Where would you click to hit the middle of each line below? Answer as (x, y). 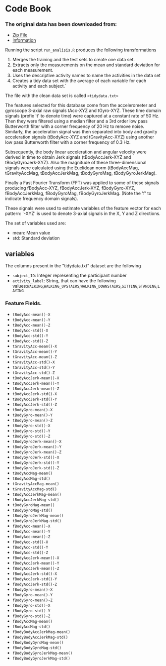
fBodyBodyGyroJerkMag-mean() (42, 653)
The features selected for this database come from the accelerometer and (81, 106)
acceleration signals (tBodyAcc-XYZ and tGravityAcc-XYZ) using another (80, 137)
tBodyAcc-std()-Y (30, 336)
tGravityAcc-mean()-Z (34, 357)
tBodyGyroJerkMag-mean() (38, 516)
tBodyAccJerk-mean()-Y (36, 383)
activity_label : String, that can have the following (64, 281)
